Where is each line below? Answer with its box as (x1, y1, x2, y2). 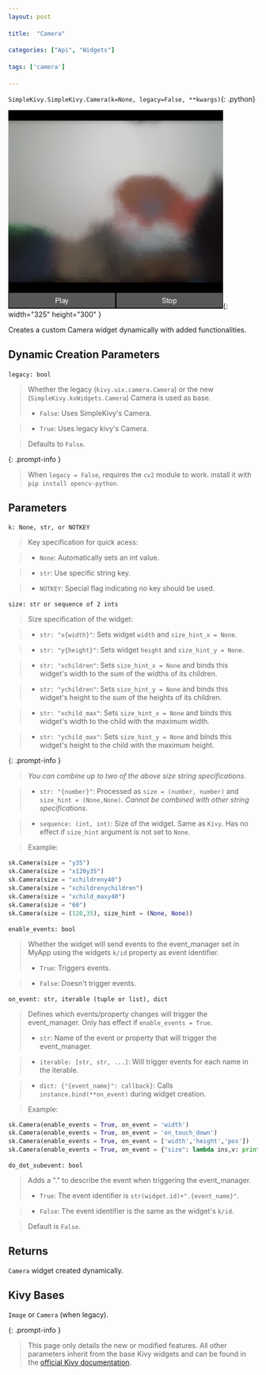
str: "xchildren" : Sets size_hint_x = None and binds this (39, 661, 229, 670)
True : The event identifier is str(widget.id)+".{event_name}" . (39, 1191, 239, 1200)
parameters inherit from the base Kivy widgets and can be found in (27, 1349, 247, 1358)
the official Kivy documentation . (27, 1358, 132, 1367)
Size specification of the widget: (27, 614, 133, 624)
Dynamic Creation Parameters (8, 348, 161, 361)
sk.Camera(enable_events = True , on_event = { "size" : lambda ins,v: (8, 1146, 239, 1154)
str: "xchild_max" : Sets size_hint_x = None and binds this (39, 708, 232, 718)
